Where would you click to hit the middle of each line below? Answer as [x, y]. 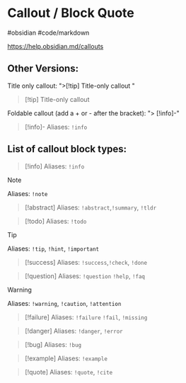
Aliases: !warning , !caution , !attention [64, 303]
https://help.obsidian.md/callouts [56, 46]
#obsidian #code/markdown [48, 33]
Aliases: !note [28, 193]
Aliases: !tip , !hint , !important [53, 248]
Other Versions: [43, 69]
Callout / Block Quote [71, 13]
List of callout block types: [67, 149]
